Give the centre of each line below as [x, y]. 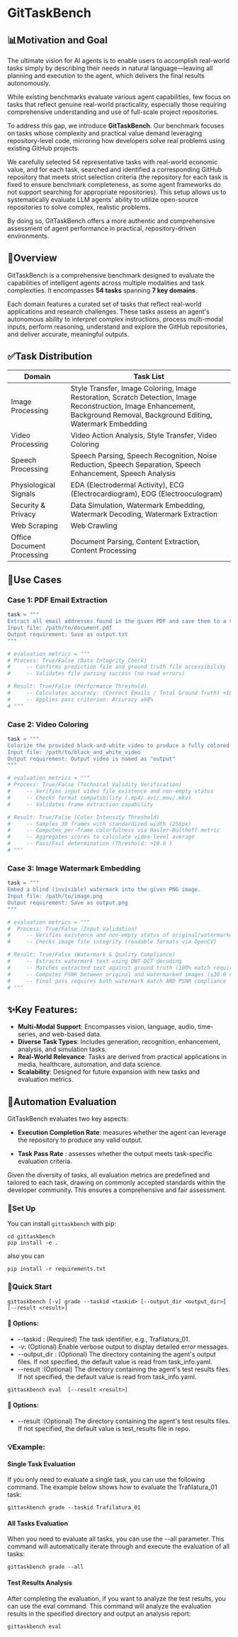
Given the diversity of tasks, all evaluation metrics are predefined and [109, 1175]
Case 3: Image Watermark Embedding [74, 868]
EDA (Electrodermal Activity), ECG [127, 485]
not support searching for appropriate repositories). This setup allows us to [117, 192]
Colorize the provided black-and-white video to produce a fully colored [119, 745]
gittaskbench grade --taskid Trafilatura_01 [74, 1508]
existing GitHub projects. [44, 148]
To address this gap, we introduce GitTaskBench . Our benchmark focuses [116, 126]
